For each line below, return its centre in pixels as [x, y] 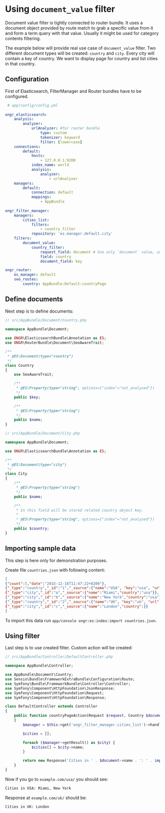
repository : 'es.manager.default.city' [72, 234]
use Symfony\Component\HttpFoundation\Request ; [55, 693]
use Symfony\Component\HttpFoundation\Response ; [56, 698]
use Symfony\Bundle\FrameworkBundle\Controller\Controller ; [68, 684]
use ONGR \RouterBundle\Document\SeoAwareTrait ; [55, 343]
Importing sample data [41, 548]
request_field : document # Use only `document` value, [97, 252]
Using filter [23, 636]
